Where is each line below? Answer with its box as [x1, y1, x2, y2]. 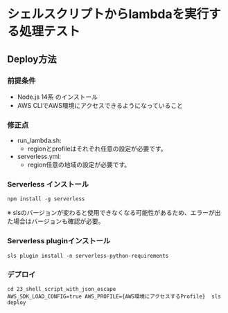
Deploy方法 [7, 53, 57, 65]
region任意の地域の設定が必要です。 [27, 160, 131, 169]
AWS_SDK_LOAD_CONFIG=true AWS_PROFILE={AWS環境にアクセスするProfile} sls [7, 293, 221, 301]
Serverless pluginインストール [7, 236, 111, 246]
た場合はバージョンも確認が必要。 [7, 217, 105, 225]
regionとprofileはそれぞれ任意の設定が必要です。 [27, 144, 168, 153]
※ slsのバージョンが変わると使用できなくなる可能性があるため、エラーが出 [7, 209, 221, 217]
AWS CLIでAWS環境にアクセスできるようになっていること [17, 101, 184, 109]
